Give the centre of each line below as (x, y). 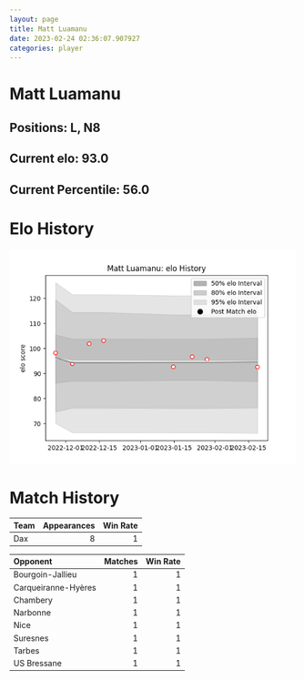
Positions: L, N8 (55, 127)
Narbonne (32, 613)
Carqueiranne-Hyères (55, 587)
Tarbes (26, 650)
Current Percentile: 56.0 (80, 190)
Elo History (52, 228)
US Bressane (37, 664)
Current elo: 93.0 (59, 159)
